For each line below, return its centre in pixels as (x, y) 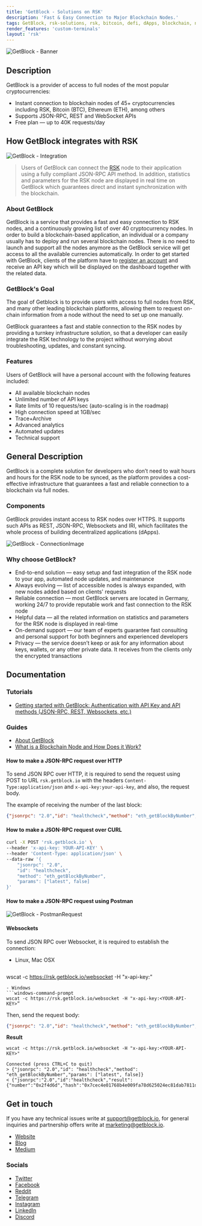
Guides (17, 727)
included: (18, 381)
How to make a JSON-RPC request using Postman (70, 901)
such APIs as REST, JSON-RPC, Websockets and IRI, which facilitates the (97, 525)
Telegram (27, 1197)
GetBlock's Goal (30, 289)
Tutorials (20, 692)
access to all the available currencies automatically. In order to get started (98, 254)
